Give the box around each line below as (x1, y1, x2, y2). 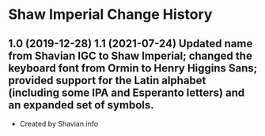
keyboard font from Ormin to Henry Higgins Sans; (8, 61, 258, 75)
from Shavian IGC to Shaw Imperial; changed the (8, 49, 253, 62)
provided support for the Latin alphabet (8, 73, 206, 87)
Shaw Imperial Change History (8, 6, 213, 24)
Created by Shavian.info (19, 119, 99, 128)
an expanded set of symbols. (8, 98, 154, 112)
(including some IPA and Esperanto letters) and (8, 86, 245, 99)
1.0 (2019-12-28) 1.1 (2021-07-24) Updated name (8, 37, 253, 50)
